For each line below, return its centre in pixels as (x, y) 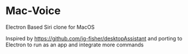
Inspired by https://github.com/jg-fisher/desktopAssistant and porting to (94, 38)
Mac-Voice (33, 11)
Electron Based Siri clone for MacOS (50, 27)
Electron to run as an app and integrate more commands (75, 45)
